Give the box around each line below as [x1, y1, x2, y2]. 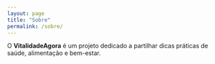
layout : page [7, 10, 45, 17]
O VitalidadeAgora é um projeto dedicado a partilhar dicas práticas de [7, 42, 209, 50]
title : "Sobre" [7, 17, 51, 23]
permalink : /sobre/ [7, 23, 64, 30]
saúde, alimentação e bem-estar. [7, 49, 102, 57]
